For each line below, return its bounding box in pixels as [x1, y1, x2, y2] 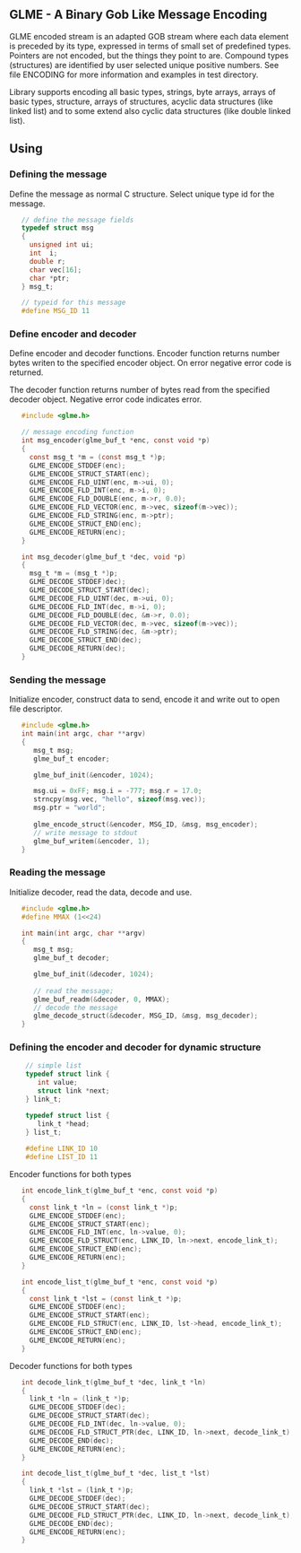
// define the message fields [21, 215, 134, 224]
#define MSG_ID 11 [21, 307, 90, 316]
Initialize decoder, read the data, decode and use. [9, 886, 193, 897]
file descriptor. [9, 703, 63, 714]
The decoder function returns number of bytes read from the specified [9, 385, 271, 396]
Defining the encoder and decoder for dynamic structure [9, 1041, 262, 1053]
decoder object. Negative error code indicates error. [9, 394, 202, 405]
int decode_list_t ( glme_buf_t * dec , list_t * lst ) [21, 1469, 211, 1479]
